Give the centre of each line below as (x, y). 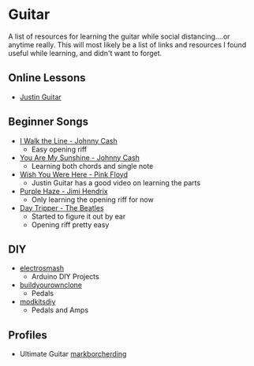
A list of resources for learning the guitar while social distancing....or (119, 36)
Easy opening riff (59, 149)
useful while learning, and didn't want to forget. (85, 53)
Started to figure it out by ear (78, 216)
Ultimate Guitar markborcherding (73, 354)
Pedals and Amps (60, 310)
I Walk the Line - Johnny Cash (69, 140)
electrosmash (42, 268)
